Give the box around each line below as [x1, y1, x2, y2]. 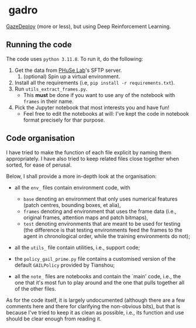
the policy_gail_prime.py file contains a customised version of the [14, 255, 176, 262]
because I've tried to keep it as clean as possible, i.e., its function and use [6, 309, 184, 316]
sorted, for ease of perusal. [6, 161, 72, 168]
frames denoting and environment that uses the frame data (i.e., [23, 208, 177, 215]
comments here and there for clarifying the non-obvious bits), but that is [6, 302, 180, 310]
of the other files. [14, 285, 57, 292]
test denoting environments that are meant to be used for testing [23, 220, 181, 227]
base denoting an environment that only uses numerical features [23, 195, 178, 202]
